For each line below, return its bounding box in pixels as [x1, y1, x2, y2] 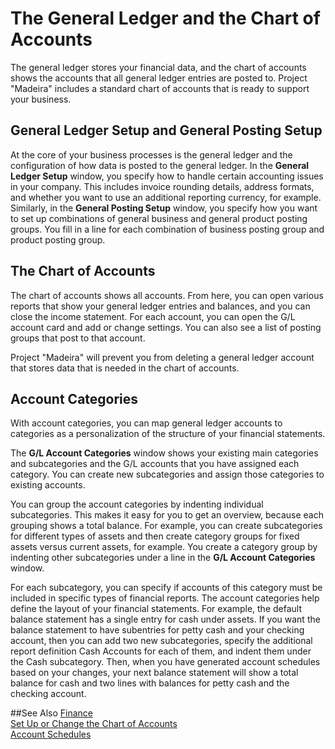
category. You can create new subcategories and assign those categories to [10, 468, 325, 481]
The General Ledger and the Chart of [10, 7, 321, 30]
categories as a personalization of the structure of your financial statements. [10, 428, 326, 440]
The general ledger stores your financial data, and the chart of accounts [10, 61, 307, 73]
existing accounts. [10, 479, 86, 491]
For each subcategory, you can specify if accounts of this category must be [10, 582, 323, 594]
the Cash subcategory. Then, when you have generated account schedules [10, 656, 321, 668]
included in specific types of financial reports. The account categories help [10, 592, 320, 604]
